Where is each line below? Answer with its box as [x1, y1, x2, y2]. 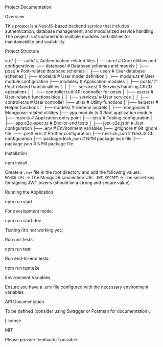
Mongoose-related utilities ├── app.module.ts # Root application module [5, 110, 153, 116]
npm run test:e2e [5, 265, 40, 271]
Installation [5, 150, 27, 156]
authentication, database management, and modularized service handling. [5, 28, 155, 34]
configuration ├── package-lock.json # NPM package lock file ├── [5, 136, 142, 141]
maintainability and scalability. [5, 39, 66, 45]
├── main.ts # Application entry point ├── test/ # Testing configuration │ [5, 115, 154, 120]
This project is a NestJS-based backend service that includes [5, 23, 130, 29]
